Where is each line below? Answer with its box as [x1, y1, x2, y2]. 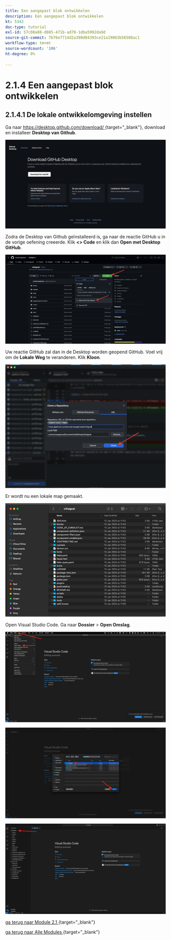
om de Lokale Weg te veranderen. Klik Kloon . [5, 354, 101, 360]
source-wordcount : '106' [5, 46, 58, 51]
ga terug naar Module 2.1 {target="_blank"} [5, 919, 96, 925]
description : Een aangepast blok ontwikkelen [5, 13, 103, 19]
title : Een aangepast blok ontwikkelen [5, 8, 90, 13]
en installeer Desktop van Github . [5, 129, 76, 135]
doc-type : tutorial [5, 25, 47, 30]
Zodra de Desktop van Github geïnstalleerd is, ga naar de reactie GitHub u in [5, 234, 165, 240]
